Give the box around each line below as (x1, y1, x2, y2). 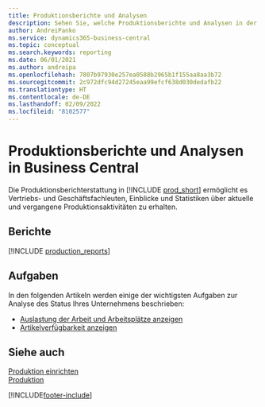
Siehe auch (8, 345, 65, 359)
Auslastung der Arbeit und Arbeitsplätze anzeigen (19, 314, 183, 324)
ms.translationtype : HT (8, 85, 87, 94)
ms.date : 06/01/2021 (8, 56, 77, 64)
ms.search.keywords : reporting (8, 48, 112, 56)
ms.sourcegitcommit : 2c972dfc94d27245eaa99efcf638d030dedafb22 (8, 78, 222, 86)
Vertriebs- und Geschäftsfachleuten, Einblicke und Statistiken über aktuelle (8, 193, 254, 203)
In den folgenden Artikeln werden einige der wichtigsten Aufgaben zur (8, 290, 238, 300)
